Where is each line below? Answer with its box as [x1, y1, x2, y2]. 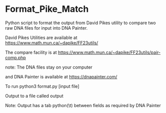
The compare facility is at [5, 49, 57, 55]
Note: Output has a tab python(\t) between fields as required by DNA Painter [5, 102, 161, 108]
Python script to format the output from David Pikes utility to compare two [5, 20, 156, 26]
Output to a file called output [5, 93, 63, 99]
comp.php [5, 54, 26, 60]
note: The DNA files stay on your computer [5, 64, 93, 70]
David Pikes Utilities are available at [5, 35, 78, 40]
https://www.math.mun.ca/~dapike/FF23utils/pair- [57, 49, 161, 55]
